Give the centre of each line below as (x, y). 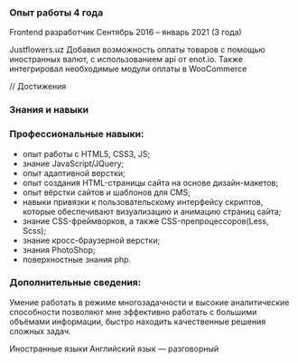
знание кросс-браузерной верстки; (91, 240)
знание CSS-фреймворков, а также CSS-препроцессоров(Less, (145, 221)
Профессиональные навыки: (77, 135)
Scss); (34, 230)
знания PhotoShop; (59, 249)
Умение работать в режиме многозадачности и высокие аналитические (149, 302)
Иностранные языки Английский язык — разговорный (114, 349)
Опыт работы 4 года (56, 13)
